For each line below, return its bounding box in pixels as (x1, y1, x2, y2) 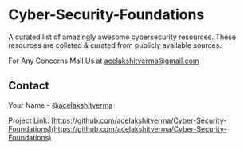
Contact (8, 79, 49, 93)
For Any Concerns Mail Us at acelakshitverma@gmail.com (8, 56, 199, 65)
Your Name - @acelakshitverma (8, 100, 113, 109)
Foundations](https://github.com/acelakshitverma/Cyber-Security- (8, 124, 227, 133)
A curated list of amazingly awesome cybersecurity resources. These (8, 32, 237, 41)
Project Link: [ (8, 116, 54, 125)
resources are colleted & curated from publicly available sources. (8, 40, 222, 49)
